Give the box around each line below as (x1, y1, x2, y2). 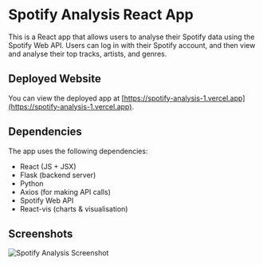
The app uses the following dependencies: (8, 146, 148, 156)
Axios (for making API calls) (19, 187, 112, 196)
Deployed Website (8, 72, 102, 85)
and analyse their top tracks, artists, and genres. (8, 49, 167, 58)
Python (19, 178, 44, 188)
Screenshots (8, 227, 73, 240)
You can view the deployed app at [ (8, 93, 125, 103)
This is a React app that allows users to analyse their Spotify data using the (8, 32, 255, 42)
